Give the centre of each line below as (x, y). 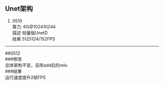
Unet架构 (19, 9)
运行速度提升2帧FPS (25, 77)
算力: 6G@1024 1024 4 (34, 26)
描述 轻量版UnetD (30, 33)
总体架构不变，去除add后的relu (36, 65)
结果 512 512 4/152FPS (33, 39)
